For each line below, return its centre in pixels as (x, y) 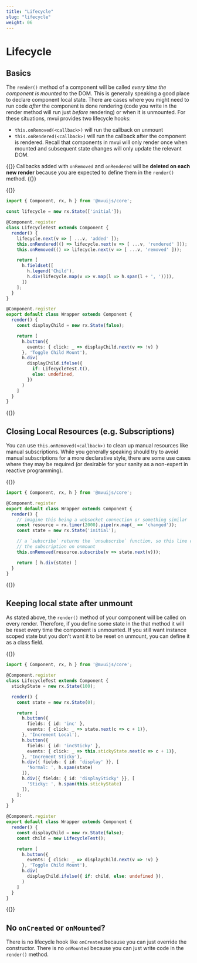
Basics (18, 73)
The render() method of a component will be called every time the (86, 87)
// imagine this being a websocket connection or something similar (102, 520)
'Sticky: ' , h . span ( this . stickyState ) (74, 784)
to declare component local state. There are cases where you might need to (98, 100)
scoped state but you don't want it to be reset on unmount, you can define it (98, 636)
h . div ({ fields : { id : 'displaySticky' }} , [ (78, 778)
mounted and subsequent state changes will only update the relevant (98, 149)
